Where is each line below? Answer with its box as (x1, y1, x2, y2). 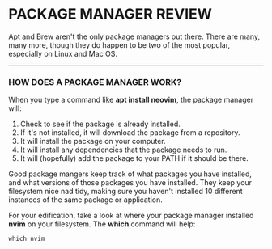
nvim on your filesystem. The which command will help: (8, 219, 196, 229)
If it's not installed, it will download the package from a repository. (19, 128, 240, 137)
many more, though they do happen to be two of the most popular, (8, 40, 231, 49)
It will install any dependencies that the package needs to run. (19, 145, 227, 154)
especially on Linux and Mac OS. (8, 49, 118, 58)
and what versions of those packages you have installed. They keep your (8, 178, 253, 188)
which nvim (8, 235, 45, 243)
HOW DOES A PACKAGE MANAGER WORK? (8, 76, 182, 87)
